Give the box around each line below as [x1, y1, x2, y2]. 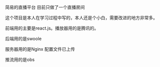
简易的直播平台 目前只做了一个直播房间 [5, 4, 85, 10]
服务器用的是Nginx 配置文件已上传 [5, 46, 76, 52]
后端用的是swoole [5, 36, 42, 41]
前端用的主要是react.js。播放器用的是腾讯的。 [5, 25, 99, 31]
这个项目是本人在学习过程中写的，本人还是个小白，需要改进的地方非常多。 [5, 15, 158, 21]
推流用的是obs [5, 57, 35, 63]
